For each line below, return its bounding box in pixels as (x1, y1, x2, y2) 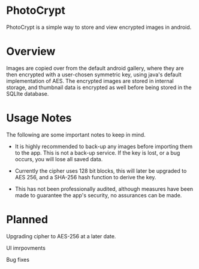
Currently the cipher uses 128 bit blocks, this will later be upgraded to (14, 167, 187, 175)
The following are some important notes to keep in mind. (6, 131, 146, 138)
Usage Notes (6, 111, 72, 125)
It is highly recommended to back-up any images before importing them (14, 143, 193, 150)
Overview (6, 45, 56, 58)
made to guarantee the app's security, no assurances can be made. (14, 191, 182, 199)
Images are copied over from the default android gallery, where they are (6, 64, 184, 72)
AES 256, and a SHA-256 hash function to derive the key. (14, 173, 156, 181)
